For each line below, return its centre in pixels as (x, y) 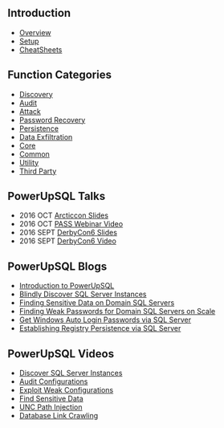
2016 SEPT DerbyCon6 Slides (68, 233)
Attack (30, 111)
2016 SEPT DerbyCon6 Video (68, 241)
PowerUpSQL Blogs (57, 266)
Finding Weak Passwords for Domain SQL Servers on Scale (117, 312)
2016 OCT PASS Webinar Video (71, 224)
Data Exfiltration (46, 137)
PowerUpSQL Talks (57, 196)
